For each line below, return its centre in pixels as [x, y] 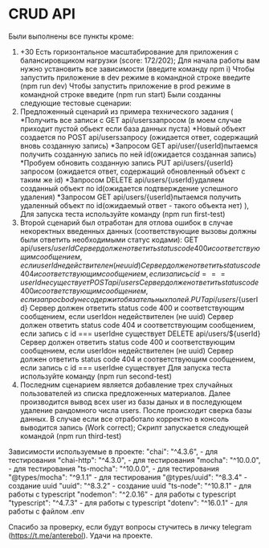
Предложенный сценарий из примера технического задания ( [126, 111]
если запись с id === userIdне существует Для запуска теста [125, 367]
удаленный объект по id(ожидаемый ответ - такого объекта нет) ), [134, 205]
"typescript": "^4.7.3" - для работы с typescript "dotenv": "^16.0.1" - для [128, 502]
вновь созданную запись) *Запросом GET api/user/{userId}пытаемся [139, 145]
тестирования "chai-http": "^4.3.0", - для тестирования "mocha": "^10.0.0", [134, 460]
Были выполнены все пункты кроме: [71, 36]
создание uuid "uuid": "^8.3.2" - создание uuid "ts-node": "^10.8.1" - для [130, 485]
